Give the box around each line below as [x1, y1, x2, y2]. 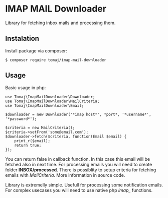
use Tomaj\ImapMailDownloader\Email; [5, 103, 84, 108]
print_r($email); [14, 138, 51, 144]
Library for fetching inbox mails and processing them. [5, 20, 116, 26]
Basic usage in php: [5, 84, 46, 91]
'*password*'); [5, 116, 37, 121]
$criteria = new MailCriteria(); [5, 125, 75, 130]
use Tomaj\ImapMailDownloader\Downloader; [5, 94, 95, 99]
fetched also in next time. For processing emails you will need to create [5, 161, 152, 167]
